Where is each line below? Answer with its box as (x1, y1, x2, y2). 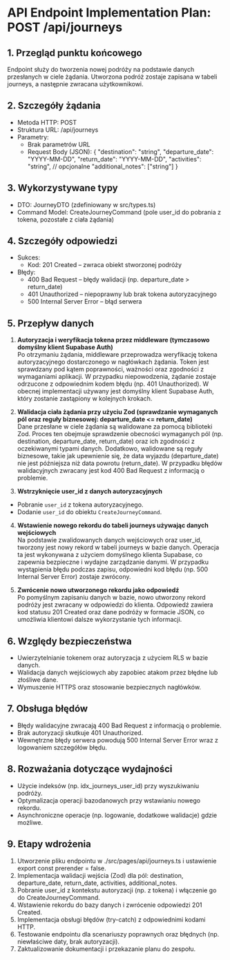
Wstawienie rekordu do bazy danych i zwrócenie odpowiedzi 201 (17, 901, 202, 909)
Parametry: (17, 133, 50, 141)
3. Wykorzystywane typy (7, 182, 119, 194)
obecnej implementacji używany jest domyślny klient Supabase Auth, (17, 387, 214, 395)
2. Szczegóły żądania (7, 100, 102, 112)
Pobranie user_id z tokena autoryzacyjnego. (17, 500, 144, 509)
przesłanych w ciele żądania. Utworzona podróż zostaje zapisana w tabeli (7, 72, 218, 81)
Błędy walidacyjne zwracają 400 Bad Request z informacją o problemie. (17, 721, 222, 729)
